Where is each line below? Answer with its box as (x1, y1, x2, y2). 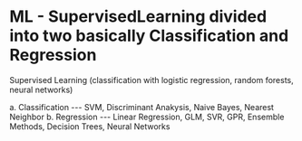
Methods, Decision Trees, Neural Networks (9, 120, 170, 132)
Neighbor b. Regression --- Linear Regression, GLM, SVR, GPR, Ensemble (9, 111, 285, 122)
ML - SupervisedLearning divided (9, 6, 268, 27)
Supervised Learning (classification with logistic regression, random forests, (9, 74, 295, 85)
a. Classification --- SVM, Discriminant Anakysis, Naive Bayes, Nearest (9, 101, 275, 112)
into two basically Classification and (9, 25, 289, 46)
